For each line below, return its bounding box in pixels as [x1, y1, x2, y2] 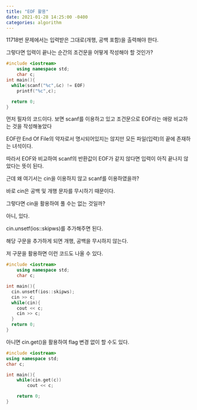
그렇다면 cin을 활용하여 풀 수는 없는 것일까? [6, 200, 106, 207]
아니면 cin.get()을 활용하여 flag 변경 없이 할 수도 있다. [6, 338, 129, 345]
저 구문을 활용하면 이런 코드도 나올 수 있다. [6, 250, 103, 257]
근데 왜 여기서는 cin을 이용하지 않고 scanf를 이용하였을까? [6, 175, 139, 182]
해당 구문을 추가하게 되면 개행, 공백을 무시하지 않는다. [6, 238, 128, 245]
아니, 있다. [6, 212, 30, 219]
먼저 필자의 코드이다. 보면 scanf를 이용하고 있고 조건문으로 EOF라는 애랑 [6, 115, 172, 122]
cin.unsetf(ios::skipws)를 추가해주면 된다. [6, 225, 103, 232]
